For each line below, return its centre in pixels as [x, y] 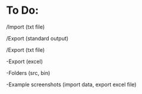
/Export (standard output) [37, 38]
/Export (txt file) [26, 50]
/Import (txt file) [26, 27]
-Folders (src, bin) [28, 73]
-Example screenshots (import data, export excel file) [71, 84]
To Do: [23, 10]
